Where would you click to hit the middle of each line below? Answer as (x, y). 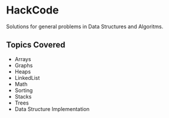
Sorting (24, 90)
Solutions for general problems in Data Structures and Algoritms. (85, 26)
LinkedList (27, 77)
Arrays (23, 59)
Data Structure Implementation (52, 109)
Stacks (23, 96)
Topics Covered (36, 45)
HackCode (32, 10)
